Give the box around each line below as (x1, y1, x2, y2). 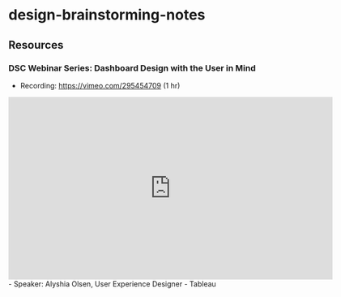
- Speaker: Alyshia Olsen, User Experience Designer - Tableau (8, 278, 216, 289)
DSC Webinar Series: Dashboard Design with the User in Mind (8, 62, 257, 74)
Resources (8, 38, 64, 52)
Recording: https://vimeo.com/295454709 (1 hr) (19, 80, 181, 90)
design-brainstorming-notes (8, 6, 206, 24)
